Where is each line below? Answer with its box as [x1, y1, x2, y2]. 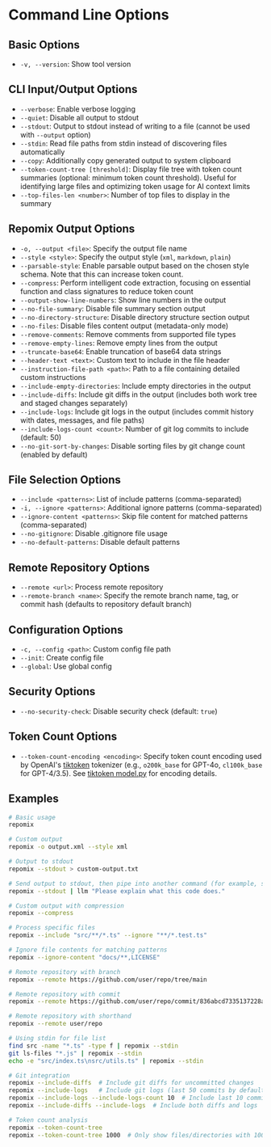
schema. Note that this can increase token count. [19, 269, 184, 279]
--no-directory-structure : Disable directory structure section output [19, 312, 250, 322]
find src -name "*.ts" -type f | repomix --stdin [8, 1041, 179, 1050]
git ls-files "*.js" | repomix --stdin [8, 1049, 143, 1057]
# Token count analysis [8, 1115, 89, 1124]
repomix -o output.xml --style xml [8, 843, 128, 851]
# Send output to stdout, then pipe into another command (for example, [8, 879, 258, 888]
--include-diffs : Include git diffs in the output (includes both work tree [19, 390, 257, 399]
